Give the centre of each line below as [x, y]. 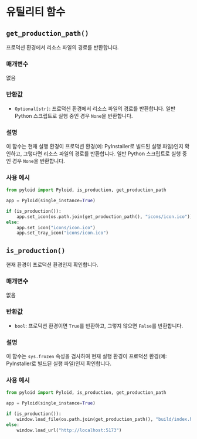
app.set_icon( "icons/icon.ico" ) [56, 227]
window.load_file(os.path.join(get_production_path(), [85, 419]
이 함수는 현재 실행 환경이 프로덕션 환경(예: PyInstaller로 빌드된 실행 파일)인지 [95, 146]
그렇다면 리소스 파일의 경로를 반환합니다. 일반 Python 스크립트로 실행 [102, 154]
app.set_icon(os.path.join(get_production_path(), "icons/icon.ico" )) [105, 217]
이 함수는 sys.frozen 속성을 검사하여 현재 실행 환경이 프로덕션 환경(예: [86, 356]
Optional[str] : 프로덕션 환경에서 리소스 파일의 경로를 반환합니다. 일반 [95, 108]
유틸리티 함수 [36, 12]
